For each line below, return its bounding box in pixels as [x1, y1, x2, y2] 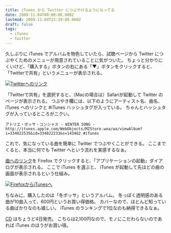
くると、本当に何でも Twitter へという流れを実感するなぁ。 [5, 147, 129, 153]
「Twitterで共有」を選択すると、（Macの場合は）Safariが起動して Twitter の [5, 91, 163, 98]
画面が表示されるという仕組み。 [5, 170, 72, 176]
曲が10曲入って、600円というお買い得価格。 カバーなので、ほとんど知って [5, 198, 162, 204]
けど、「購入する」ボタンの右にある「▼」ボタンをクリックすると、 [14, 63, 155, 69]
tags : [5, 27, 17, 32]
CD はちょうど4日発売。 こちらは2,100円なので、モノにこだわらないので [5, 216, 158, 222]
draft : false [5, 21, 33, 27]
